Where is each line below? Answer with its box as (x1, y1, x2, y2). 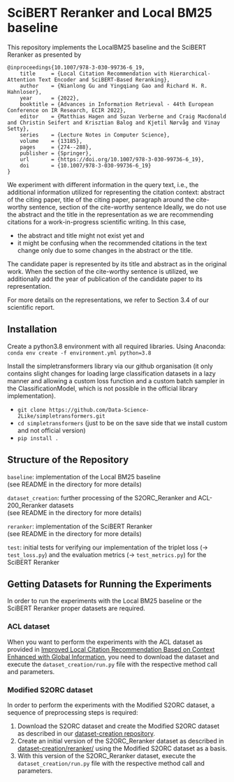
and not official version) (17, 426, 86, 434)
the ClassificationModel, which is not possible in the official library (7, 384, 198, 392)
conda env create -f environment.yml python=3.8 (7, 349, 152, 357)
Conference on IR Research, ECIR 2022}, (7, 107, 127, 114)
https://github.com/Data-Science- (48, 406, 149, 413)
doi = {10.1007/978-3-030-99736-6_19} (20, 162, 152, 169)
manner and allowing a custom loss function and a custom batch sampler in (7, 376, 225, 385)
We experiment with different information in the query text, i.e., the (7, 180, 199, 188)
